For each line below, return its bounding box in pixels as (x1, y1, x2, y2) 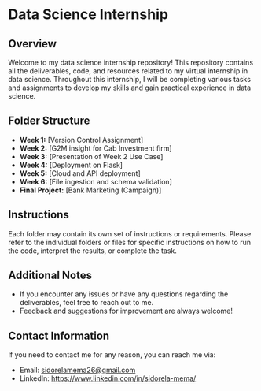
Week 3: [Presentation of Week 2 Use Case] (19, 151, 164, 161)
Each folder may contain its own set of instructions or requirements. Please (8, 229, 252, 238)
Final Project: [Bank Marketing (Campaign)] (19, 185, 162, 195)
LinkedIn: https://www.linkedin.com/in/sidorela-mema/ (19, 374, 197, 383)
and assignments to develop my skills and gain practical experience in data (8, 83, 252, 92)
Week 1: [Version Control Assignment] (19, 135, 144, 144)
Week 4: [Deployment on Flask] (19, 160, 123, 169)
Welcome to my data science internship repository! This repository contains (8, 58, 254, 67)
